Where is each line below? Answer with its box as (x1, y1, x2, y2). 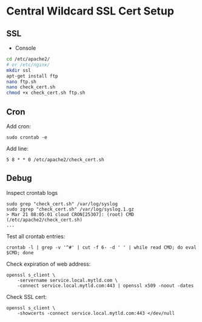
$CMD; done (6, 249, 34, 255)
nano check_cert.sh (6, 84, 56, 90)
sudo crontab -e (6, 134, 47, 140)
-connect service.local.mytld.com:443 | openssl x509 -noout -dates (17, 283, 194, 289)
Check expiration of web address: (6, 260, 91, 268)
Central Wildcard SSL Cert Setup (6, 4, 175, 18)
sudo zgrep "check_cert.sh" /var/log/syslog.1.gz (6, 206, 135, 212)
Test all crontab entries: (6, 232, 66, 240)
